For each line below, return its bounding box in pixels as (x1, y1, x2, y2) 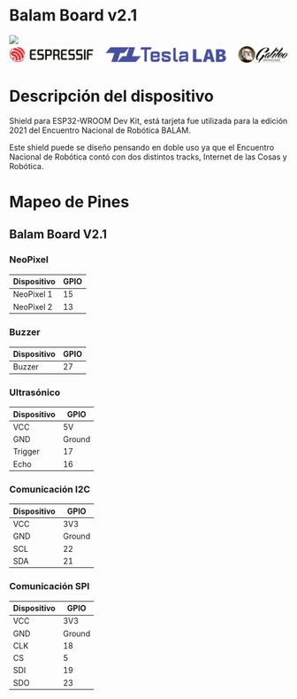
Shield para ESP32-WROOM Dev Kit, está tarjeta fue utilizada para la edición (9, 115, 288, 126)
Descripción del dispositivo (9, 86, 214, 106)
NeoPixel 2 (12, 301, 53, 312)
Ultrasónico (9, 386, 61, 399)
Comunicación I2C (9, 484, 91, 495)
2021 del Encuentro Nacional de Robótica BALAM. (9, 125, 192, 136)
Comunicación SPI (9, 580, 90, 593)
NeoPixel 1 (12, 289, 53, 299)
